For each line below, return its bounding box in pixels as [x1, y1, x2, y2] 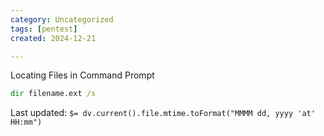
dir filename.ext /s [10, 89, 97, 99]
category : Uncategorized [10, 14, 114, 25]
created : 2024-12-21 [10, 33, 97, 43]
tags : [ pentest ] [10, 24, 78, 34]
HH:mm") [10, 117, 43, 128]
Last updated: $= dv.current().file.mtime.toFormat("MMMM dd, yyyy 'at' [10, 107, 316, 119]
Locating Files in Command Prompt [10, 69, 155, 81]
